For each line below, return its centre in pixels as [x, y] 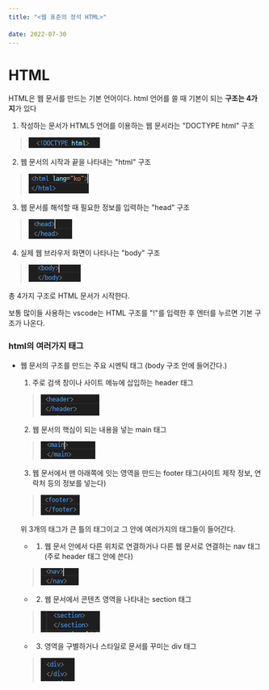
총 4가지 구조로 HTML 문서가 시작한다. [69, 296]
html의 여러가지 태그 [46, 346]
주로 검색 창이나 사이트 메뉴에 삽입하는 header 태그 [113, 382]
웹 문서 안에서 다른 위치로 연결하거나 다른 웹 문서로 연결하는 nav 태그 [152, 546]
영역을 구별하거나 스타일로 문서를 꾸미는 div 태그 [120, 646]
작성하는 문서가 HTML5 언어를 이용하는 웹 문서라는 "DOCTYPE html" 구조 [137, 126]
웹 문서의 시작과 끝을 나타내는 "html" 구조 [86, 162]
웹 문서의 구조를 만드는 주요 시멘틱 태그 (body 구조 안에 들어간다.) [124, 365]
